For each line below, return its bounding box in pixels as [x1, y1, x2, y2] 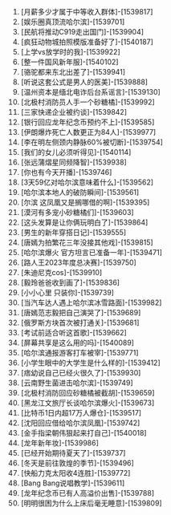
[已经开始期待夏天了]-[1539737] [20, 448, 126, 457]
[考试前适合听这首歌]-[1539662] [20, 328, 127, 337]
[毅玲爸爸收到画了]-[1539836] [20, 278, 120, 287]
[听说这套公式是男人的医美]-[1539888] [20, 77, 148, 87]
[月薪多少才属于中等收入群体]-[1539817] [20, 7, 153, 16]
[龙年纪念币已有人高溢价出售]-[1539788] [20, 489, 155, 497]
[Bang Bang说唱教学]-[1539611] [20, 478, 125, 488]
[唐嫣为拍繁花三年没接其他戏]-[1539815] [20, 237, 153, 247]
